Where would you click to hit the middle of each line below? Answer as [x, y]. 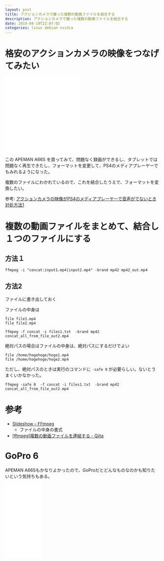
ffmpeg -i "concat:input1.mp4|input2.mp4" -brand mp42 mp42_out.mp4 [76, 270]
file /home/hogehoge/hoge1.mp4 [37, 355]
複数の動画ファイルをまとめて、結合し [82, 227]
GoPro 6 [22, 456]
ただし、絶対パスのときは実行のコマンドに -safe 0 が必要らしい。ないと [78, 369]
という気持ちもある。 [31, 476]
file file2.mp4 [21, 323]
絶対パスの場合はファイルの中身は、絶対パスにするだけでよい [67, 346]
